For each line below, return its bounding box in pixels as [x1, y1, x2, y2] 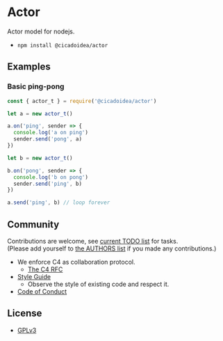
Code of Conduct [17, 287, 67, 296]
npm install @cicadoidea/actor [17, 42, 108, 49]
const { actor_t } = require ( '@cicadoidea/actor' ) [7, 97, 157, 104]
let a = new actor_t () [7, 110, 73, 117]
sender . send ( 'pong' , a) [13, 136, 82, 143]
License [7, 308, 42, 319]
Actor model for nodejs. [7, 27, 75, 35]
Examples [7, 61, 51, 73]
